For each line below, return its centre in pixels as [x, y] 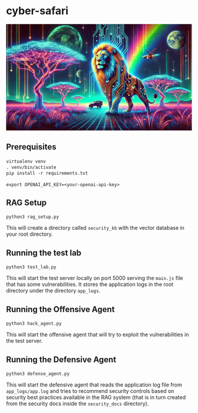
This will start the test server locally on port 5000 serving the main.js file [95, 278]
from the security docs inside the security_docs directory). [77, 404]
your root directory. [29, 234]
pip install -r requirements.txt [47, 173]
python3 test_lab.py [32, 267]
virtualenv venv [26, 161]
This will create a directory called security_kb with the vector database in [95, 228]
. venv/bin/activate [32, 167]
